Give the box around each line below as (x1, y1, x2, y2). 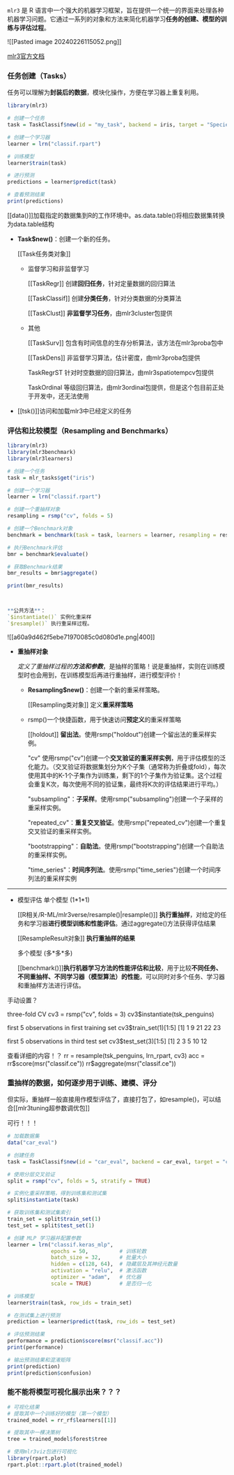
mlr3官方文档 (7, 52, 45, 60)
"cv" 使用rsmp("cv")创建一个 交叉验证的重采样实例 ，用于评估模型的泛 (27, 754, 226, 762)
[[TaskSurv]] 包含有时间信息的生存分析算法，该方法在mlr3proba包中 (27, 338, 224, 347)
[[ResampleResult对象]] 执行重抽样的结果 (17, 934, 136, 942)
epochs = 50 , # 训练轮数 (51, 1247, 147, 1255)
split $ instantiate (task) (7, 1196, 79, 1203)
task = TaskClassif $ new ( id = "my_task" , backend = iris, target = (7, 122, 204, 129)
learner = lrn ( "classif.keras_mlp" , (7, 1241, 114, 1248)
